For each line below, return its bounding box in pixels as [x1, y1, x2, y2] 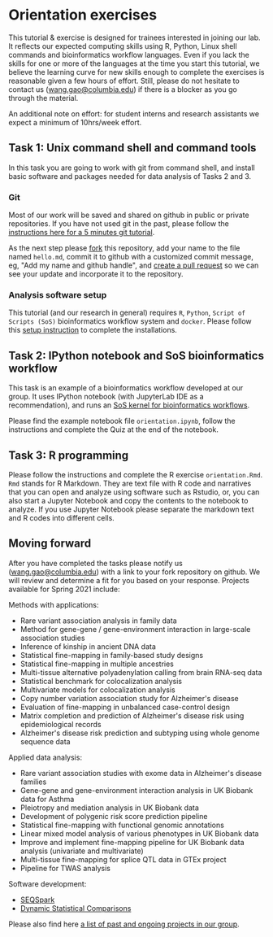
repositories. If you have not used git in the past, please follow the [8, 219, 230, 229]
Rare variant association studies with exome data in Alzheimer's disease [19, 768, 262, 778]
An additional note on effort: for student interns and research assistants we [8, 108, 260, 119]
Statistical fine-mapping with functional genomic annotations [19, 820, 225, 830]
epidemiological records [19, 719, 102, 729]
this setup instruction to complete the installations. [8, 325, 177, 335]
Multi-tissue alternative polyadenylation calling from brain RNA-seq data [19, 667, 262, 677]
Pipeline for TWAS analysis [19, 863, 111, 873]
